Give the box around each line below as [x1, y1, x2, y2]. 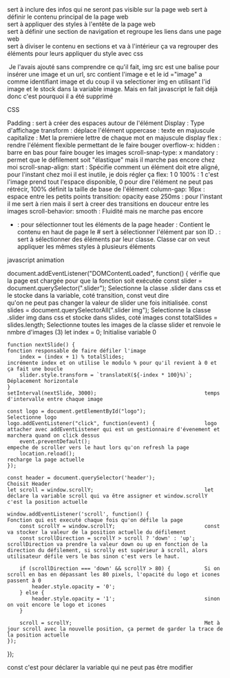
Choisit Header [7, 480, 51, 487]
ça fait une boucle [7, 366, 63, 373]
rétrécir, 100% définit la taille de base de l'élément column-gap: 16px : [7, 185, 205, 193]
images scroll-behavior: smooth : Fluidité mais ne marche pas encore [7, 207, 203, 215]
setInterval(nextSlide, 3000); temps [7, 390, 220, 397]
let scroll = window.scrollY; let [7, 487, 214, 493]
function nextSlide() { [7, 341, 76, 348]
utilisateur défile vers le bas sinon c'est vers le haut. [7, 553, 180, 560]
